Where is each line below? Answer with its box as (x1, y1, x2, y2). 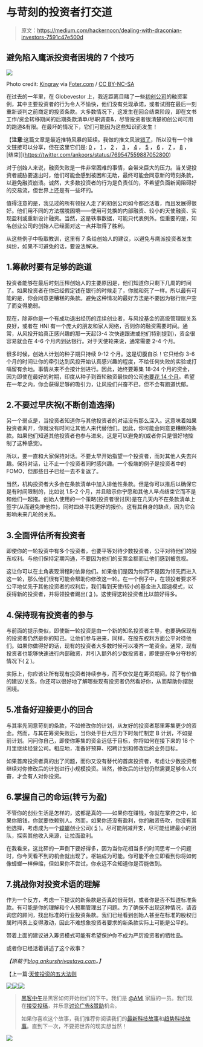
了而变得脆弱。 (6, 302, 43, 309)
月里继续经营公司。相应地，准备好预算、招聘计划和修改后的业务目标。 (6, 745, 181, 752)
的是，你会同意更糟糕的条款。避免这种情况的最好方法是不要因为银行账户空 (11, 294, 197, 301)
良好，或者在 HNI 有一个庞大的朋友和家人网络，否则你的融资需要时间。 (6, 322, 183, 330)
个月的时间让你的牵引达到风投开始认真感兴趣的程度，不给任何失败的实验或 (6, 357, 192, 365)
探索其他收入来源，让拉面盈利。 (16, 832, 97, 839)
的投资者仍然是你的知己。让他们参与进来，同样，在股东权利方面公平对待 (6, 634, 186, 642)
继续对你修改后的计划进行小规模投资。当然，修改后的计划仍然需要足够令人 (6, 765, 192, 772)
